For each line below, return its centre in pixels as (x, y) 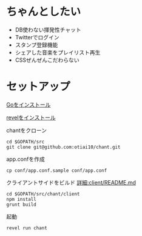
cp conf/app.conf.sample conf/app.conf (57, 170)
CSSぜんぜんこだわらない (47, 60)
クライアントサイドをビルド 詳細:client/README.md (71, 182)
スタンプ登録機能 (36, 45)
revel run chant (27, 228)
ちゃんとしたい (44, 12)
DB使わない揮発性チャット (48, 30)
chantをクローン (27, 130)
